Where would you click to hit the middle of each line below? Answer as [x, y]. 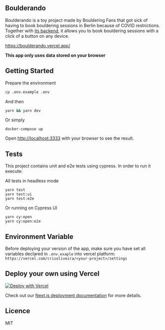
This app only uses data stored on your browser [55, 55]
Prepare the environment [30, 83]
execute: [14, 171]
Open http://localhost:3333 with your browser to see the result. [70, 138]
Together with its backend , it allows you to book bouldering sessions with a [82, 31]
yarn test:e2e [20, 199]
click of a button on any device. [37, 36]
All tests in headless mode [32, 181]
